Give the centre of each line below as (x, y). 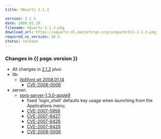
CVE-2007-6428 (44, 121)
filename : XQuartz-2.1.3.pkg (35, 28)
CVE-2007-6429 (44, 127)
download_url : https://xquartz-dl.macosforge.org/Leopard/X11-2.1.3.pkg (81, 32)
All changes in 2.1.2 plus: (37, 69)
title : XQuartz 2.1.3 (27, 10)
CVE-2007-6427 (44, 116)
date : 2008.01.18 (23, 23)
